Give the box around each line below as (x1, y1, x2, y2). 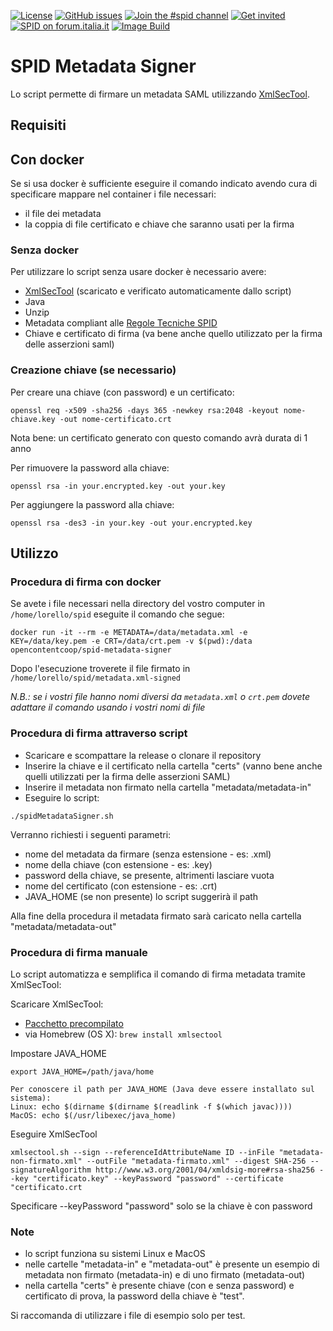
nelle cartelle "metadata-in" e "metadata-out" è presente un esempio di (24, 1258, 320, 1270)
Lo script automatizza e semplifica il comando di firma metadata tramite (10, 968, 306, 980)
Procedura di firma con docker (10, 575, 162, 589)
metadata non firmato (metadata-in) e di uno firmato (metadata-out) (24, 1269, 306, 1281)
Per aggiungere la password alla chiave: (10, 498, 175, 510)
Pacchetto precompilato (24, 1018, 124, 1030)
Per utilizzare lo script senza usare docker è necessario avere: (10, 266, 267, 278)
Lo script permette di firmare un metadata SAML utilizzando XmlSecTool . (10, 88, 310, 100)
